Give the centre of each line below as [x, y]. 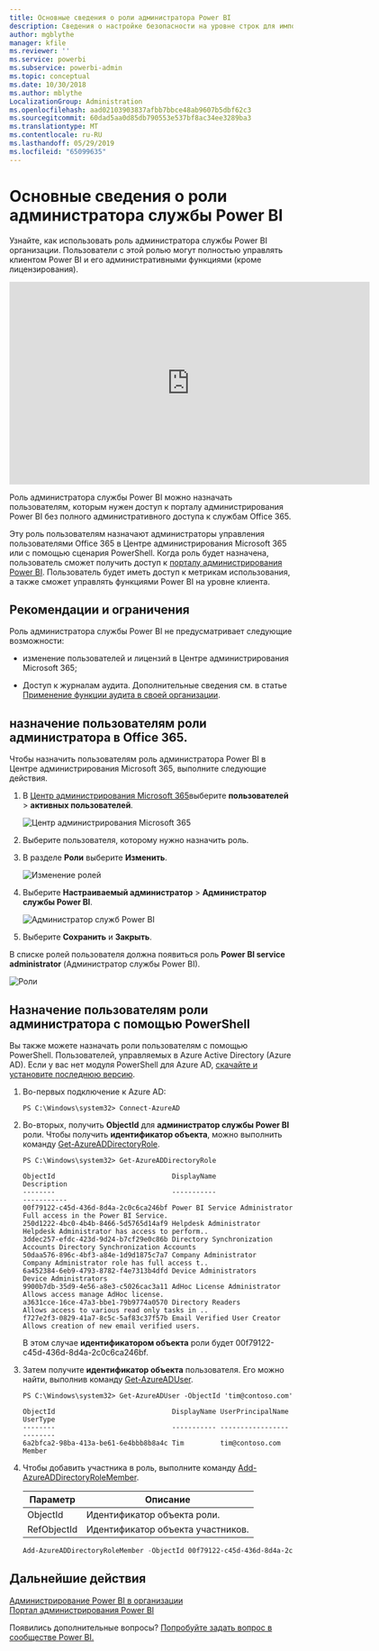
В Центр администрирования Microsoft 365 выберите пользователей [155, 796]
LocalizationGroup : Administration [76, 101]
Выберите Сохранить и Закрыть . [87, 937]
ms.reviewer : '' [40, 51]
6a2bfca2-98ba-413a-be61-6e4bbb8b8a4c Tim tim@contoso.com [151, 1443]
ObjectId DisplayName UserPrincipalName [156, 1411]
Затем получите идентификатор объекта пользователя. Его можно [153, 1370]
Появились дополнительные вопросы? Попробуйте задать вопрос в [141, 1628]
